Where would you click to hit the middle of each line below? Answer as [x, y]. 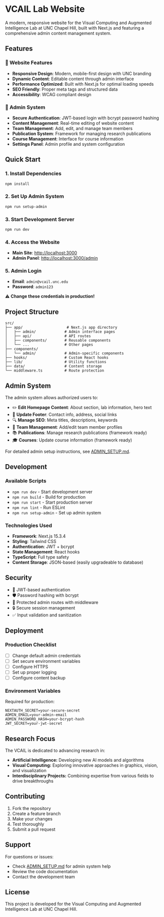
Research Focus [30, 738]
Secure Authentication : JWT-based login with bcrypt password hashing [86, 118]
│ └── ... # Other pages [49, 345]
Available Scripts [26, 481]
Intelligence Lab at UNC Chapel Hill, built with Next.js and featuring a [75, 28]
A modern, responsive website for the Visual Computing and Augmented [79, 23]
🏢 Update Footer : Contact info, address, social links [64, 414]
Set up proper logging [34, 672]
